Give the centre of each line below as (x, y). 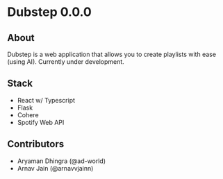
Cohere (28, 114)
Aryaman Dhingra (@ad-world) (61, 161)
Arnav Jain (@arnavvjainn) (55, 168)
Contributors (36, 144)
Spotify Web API (41, 122)
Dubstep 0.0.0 (49, 12)
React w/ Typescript (46, 100)
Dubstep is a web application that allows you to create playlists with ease (112, 54)
